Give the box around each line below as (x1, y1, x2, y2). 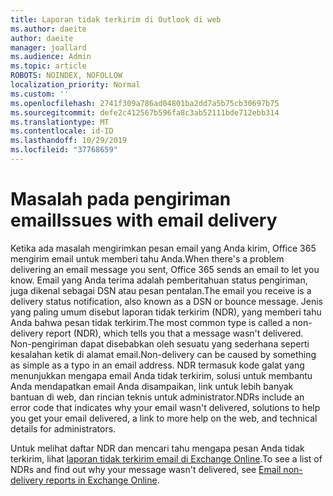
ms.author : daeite (10, 24, 87, 34)
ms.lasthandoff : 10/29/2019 (10, 136, 128, 146)
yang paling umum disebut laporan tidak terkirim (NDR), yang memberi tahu (10, 306, 322, 318)
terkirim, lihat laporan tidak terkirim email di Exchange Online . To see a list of (10, 452, 323, 465)
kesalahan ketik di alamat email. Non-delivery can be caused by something (10, 348, 317, 360)
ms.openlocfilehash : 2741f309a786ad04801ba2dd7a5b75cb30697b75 (10, 98, 280, 108)
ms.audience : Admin (10, 52, 92, 62)
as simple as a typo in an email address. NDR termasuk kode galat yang (10, 359, 305, 371)
